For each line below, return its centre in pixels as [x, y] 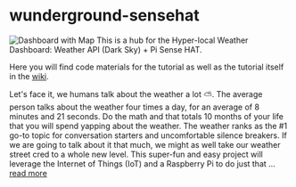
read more [28, 173]
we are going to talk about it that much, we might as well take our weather [145, 144]
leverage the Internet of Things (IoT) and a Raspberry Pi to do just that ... [143, 163]
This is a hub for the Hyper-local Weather [173, 40]
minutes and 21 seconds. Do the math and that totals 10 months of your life [146, 116]
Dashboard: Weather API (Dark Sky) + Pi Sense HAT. [106, 49]
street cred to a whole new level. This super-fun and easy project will [136, 154]
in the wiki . [29, 76]
